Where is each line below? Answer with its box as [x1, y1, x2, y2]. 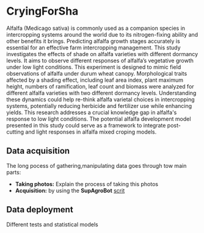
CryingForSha [6, 4, 79, 18]
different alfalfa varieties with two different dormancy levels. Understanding [6, 89, 197, 96]
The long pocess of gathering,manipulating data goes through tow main [6, 162, 187, 169]
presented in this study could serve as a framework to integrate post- [6, 121, 181, 129]
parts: [6, 168, 21, 176]
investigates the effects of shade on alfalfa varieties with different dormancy [6, 50, 199, 57]
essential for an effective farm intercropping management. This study [6, 44, 181, 51]
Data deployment [6, 204, 73, 215]
